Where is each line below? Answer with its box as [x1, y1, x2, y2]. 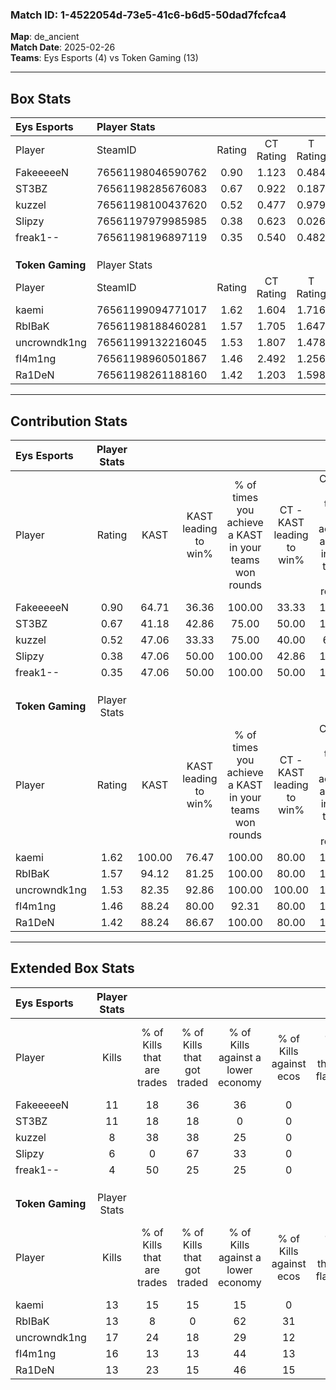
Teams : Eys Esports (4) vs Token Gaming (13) [10, 52, 199, 64]
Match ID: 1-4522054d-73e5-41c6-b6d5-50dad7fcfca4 [10, 8, 287, 22]
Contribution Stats [10, 413, 128, 430]
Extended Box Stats [10, 960, 135, 977]
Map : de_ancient [10, 31, 80, 43]
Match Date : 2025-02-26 [10, 41, 116, 53]
